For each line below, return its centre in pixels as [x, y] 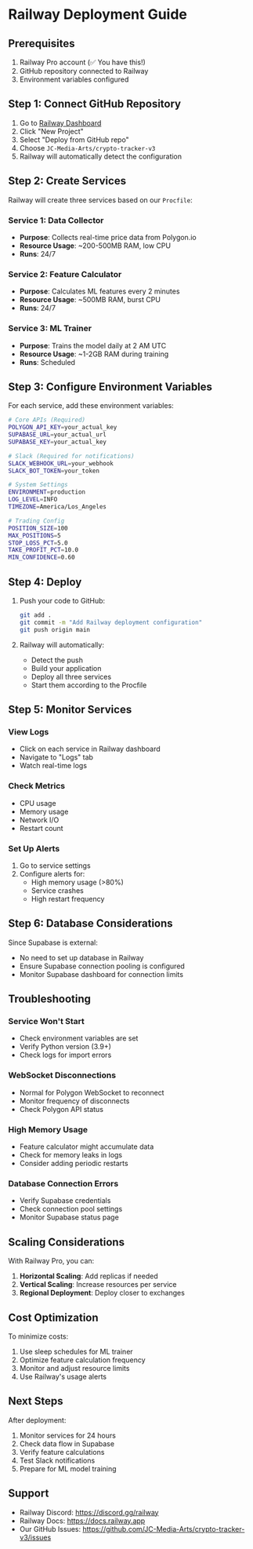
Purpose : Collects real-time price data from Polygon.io [108, 237]
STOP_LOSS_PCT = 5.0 [38, 543]
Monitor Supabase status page [69, 1217]
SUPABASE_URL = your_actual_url [58, 435]
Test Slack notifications [57, 1460]
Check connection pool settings [71, 1209]
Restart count [42, 828]
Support [29, 1494]
